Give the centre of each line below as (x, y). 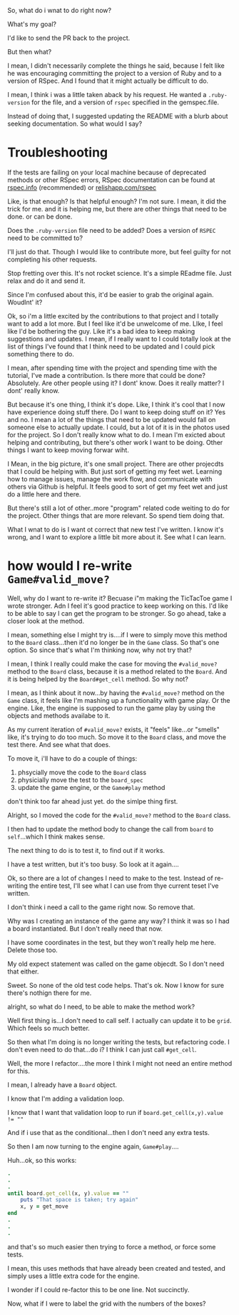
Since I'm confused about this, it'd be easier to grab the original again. (111, 294)
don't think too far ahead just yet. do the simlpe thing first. (93, 801)
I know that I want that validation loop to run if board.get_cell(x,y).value (115, 1112)
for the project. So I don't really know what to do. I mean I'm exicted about (116, 434)
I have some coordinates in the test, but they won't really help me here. (112, 942)
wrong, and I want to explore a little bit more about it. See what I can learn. (117, 537)
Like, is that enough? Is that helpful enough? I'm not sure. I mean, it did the (117, 201)
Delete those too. (33, 950)
